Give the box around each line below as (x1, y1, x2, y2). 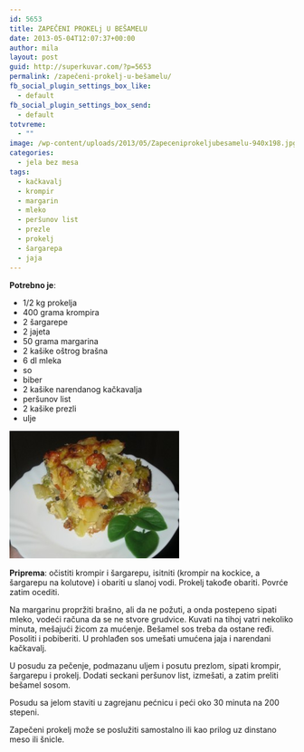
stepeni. (9, 707, 40, 718)
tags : (9, 168, 30, 177)
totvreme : (9, 120, 47, 129)
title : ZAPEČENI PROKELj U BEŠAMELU (9, 24, 147, 34)
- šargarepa (17, 244, 63, 253)
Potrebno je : (9, 279, 56, 290)
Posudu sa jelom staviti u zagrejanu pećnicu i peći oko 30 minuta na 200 (9, 697, 280, 708)
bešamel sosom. (9, 680, 71, 690)
